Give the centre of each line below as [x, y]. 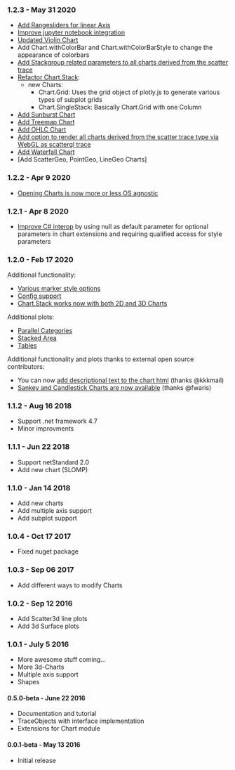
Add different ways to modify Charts [70, 585]
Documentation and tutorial [57, 714]
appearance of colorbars [53, 55]
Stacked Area [37, 338]
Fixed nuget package [48, 552]
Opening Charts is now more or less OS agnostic [88, 193]
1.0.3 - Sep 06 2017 [41, 570]
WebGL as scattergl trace [54, 145]
